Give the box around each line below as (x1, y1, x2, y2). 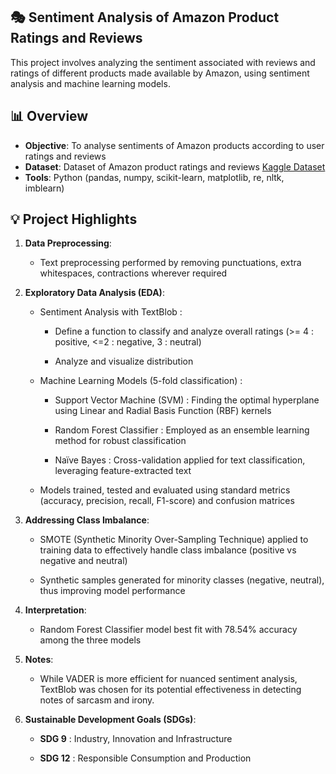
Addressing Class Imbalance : (24, 514, 150, 526)
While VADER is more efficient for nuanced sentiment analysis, (39, 673, 298, 685)
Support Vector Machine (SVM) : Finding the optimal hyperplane (54, 394, 320, 406)
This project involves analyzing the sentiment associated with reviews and (10, 56, 316, 68)
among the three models (39, 634, 142, 646)
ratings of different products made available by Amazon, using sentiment (10, 67, 310, 79)
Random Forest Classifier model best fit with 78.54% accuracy (39, 624, 298, 636)
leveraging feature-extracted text (54, 465, 192, 477)
